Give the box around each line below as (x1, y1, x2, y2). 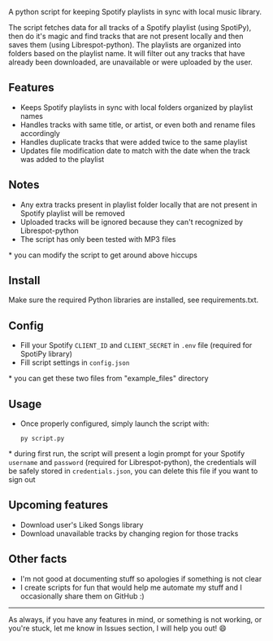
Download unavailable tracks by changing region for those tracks (19, 529, 239, 538)
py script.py (19, 435, 65, 443)
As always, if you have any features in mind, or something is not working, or (8, 614, 262, 624)
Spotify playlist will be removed (19, 208, 126, 218)
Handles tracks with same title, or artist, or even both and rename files (19, 120, 256, 130)
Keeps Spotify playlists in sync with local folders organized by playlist (19, 102, 253, 112)
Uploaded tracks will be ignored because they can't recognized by (19, 217, 244, 226)
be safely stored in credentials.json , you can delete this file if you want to (8, 466, 258, 476)
